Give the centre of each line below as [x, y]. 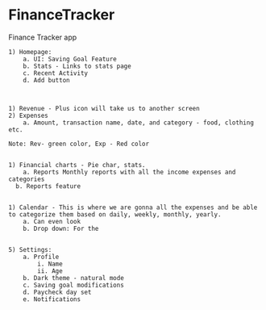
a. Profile [41, 257]
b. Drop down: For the [61, 228]
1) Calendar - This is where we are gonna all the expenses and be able [133, 207]
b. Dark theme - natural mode [74, 278]
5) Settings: [30, 249]
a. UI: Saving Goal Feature [70, 59]
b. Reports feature [48, 186]
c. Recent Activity [56, 73]
